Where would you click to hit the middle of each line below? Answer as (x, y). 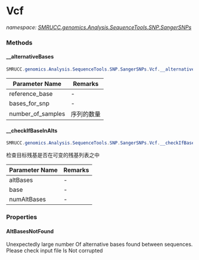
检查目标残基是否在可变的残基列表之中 (53, 155)
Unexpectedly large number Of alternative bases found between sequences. (99, 245)
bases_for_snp (29, 103)
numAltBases (28, 200)
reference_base (31, 94)
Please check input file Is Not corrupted (54, 251)
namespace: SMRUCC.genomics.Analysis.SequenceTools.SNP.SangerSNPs (99, 27)
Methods (19, 43)
